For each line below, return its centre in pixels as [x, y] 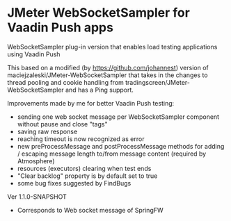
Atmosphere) [36, 161]
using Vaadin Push [34, 54]
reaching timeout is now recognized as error [81, 139]
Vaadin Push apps [60, 27]
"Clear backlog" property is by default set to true [87, 176]
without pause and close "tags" [62, 124]
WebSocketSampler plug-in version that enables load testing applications [112, 47]
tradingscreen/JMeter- [157, 82]
